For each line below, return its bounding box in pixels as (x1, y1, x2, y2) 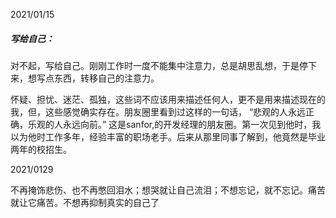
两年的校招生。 (10, 143, 72, 155)
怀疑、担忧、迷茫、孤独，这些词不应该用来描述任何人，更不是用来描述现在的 (10, 93, 326, 105)
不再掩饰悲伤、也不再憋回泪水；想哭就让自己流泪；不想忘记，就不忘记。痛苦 (10, 184, 326, 196)
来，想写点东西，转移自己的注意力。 (10, 72, 160, 84)
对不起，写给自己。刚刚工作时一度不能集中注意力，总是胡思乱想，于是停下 (10, 59, 317, 71)
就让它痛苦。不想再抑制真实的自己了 (10, 196, 160, 208)
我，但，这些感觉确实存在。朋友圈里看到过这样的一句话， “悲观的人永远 (10, 105, 307, 118)
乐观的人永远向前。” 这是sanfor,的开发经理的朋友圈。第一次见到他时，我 (27, 118, 322, 130)
